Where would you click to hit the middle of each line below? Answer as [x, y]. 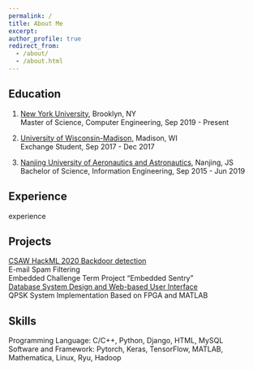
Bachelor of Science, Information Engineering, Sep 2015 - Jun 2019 [133, 170]
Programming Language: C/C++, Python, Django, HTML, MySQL [116, 341]
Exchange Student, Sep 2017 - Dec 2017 [88, 146]
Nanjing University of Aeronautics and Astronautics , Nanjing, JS [126, 162]
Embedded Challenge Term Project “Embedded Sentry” [101, 278]
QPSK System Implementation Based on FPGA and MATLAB [108, 295]
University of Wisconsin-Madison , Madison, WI [99, 138]
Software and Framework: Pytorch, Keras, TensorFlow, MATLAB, [116, 349]
